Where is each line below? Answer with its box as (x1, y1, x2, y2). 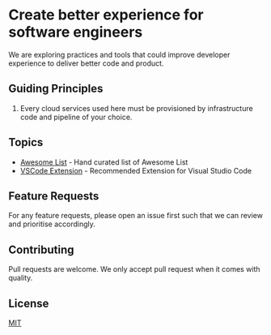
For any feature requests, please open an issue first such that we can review (8, 211, 263, 221)
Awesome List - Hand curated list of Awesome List (19, 157, 188, 167)
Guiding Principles (8, 82, 104, 96)
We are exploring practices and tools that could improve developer (8, 49, 231, 59)
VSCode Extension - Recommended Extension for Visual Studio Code (19, 165, 252, 175)
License (8, 296, 49, 310)
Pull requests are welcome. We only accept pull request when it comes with (8, 264, 260, 274)
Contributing (8, 243, 74, 256)
